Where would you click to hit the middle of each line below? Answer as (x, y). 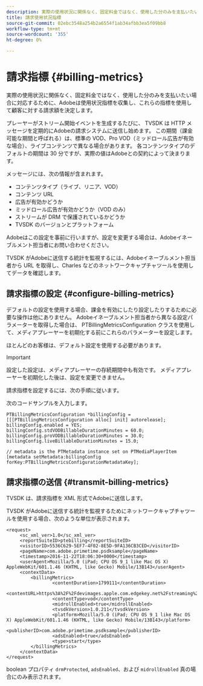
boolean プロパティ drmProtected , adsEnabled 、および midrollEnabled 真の (98, 669)
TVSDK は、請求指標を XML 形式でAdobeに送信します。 (76, 498)
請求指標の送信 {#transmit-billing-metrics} (88, 482)
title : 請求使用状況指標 (34, 18)
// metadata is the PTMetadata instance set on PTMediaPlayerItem (92, 452)
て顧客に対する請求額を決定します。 (51, 110)
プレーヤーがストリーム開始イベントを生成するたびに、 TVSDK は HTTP (96, 123)
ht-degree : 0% (24, 40)
